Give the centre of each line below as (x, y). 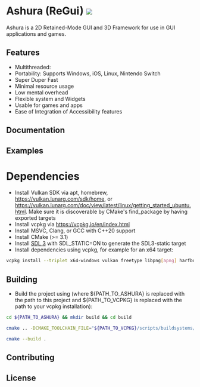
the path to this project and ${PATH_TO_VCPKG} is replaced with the (99, 300)
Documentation (36, 130)
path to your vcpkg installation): (54, 306)
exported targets (35, 218)
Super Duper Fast (36, 79)
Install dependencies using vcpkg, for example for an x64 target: (94, 250)
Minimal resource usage (44, 86)
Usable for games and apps (49, 105)
